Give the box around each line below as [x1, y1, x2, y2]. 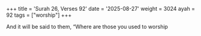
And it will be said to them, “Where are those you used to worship [6, 23, 168, 30]
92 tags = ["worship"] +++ [6, 11, 72, 19]
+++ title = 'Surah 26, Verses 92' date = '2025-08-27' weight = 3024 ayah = [6, 5, 196, 12]
